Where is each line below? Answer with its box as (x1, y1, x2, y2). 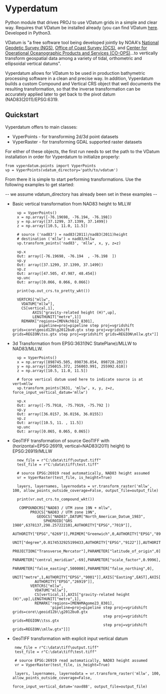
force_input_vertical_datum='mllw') (12, 390, 88, 395)
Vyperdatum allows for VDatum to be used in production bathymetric (5, 70, 146, 76)
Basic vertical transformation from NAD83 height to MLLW (12, 201, 131, 207)
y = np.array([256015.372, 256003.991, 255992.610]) (17, 364, 128, 369)
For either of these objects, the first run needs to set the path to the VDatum (5, 148, 160, 154)
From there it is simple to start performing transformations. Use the (5, 176, 142, 182)
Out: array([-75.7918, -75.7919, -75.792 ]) (17, 403, 110, 408)
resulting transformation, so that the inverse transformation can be (5, 86, 141, 92)
